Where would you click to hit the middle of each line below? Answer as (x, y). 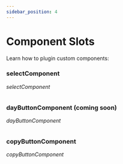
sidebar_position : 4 (32, 12)
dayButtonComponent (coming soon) (61, 108)
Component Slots (50, 41)
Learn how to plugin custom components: (58, 58)
